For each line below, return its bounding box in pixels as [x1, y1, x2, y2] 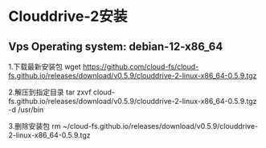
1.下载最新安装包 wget [8, 62, 82, 71]
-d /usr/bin [8, 105, 44, 114]
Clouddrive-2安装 [8, 7, 128, 26]
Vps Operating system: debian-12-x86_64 [8, 39, 223, 53]
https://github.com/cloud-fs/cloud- [83, 62, 199, 71]
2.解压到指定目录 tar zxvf [8, 87, 92, 97]
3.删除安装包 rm [8, 122, 62, 130]
